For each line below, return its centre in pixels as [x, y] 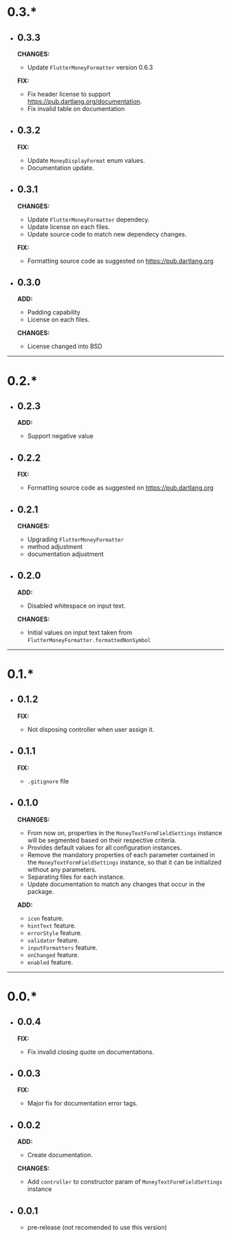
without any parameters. [62, 869]
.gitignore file [48, 781]
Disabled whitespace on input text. [76, 606]
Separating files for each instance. [76, 877]
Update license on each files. [68, 227]
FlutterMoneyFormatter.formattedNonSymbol [89, 640]
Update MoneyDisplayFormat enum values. [86, 160]
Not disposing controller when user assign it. [91, 729]
